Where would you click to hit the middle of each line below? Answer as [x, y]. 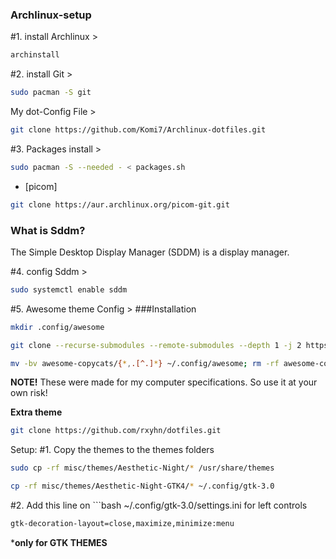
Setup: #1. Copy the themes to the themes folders [112, 450]
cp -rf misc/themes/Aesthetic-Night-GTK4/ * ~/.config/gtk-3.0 [142, 486]
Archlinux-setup [51, 15]
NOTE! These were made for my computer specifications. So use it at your [164, 382]
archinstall [35, 55]
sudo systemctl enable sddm [69, 289]
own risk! [29, 393]
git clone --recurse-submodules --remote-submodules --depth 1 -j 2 [156, 345]
